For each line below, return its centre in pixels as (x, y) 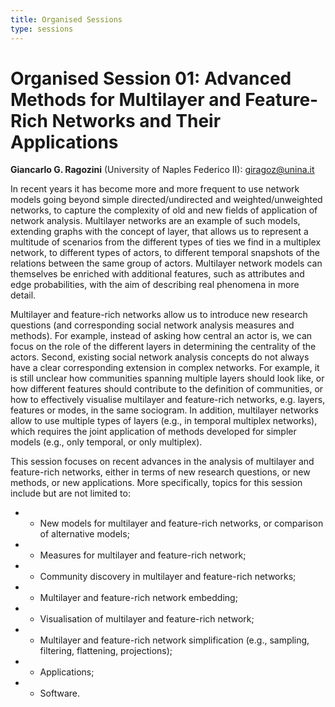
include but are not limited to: (70, 493)
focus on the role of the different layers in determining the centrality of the (163, 347)
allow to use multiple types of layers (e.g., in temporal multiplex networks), (164, 421)
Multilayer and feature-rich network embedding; (138, 598)
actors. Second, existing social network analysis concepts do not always (160, 357)
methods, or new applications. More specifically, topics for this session (156, 483)
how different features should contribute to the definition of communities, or (167, 389)
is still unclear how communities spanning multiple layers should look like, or (167, 378)
